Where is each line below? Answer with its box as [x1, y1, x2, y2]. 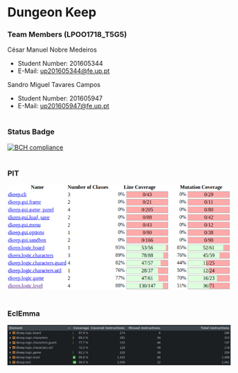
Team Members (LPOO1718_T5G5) [7, 30, 127, 40]
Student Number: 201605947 [17, 94, 103, 103]
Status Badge [7, 127, 55, 137]
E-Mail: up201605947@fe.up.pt [17, 102, 110, 110]
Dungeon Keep [7, 4, 97, 21]
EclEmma [7, 309, 40, 319]
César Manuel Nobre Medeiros [7, 45, 97, 54]
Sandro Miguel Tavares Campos [7, 81, 101, 89]
